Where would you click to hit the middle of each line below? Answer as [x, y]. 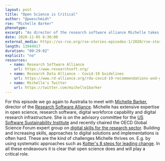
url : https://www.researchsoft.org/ [52, 69]
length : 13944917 [23, 46]
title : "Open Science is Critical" [41, 14]
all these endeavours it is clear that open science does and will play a [75, 149]
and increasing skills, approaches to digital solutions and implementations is [82, 133]
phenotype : [16, 28]
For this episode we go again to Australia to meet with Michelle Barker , [76, 101]
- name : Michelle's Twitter [38, 83]
